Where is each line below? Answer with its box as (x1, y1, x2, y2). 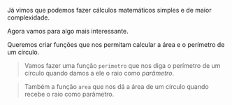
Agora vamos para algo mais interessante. (7, 27, 129, 35)
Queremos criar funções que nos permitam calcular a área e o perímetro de (7, 41, 225, 48)
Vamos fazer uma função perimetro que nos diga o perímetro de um (24, 62, 221, 69)
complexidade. (7, 13, 50, 22)
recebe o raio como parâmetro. (24, 90, 115, 98)
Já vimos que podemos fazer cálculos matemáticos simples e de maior (7, 6, 212, 14)
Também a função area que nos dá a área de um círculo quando (24, 83, 209, 90)
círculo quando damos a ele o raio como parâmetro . (24, 69, 175, 77)
